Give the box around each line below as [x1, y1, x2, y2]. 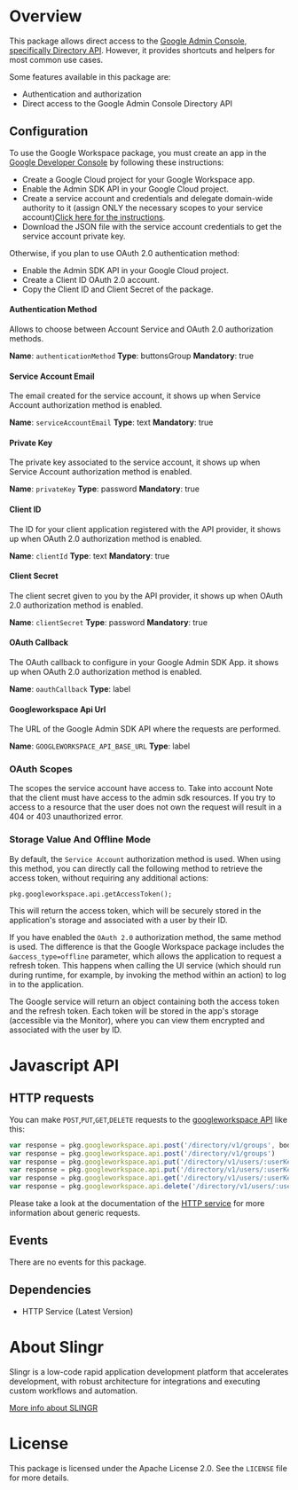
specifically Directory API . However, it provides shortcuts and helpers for [9, 44, 275, 55]
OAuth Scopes [9, 763, 73, 775]
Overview [9, 6, 82, 27]
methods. [9, 333, 44, 343]
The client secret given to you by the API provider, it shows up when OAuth [9, 590, 284, 600]
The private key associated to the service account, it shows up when [9, 457, 261, 467]
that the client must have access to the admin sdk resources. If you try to [9, 792, 276, 804]
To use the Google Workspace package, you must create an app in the [9, 147, 267, 158]
